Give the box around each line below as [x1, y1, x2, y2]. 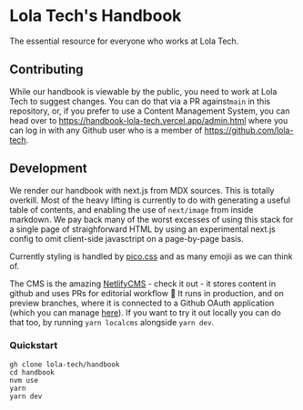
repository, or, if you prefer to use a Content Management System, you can [9, 105, 290, 116]
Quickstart [9, 339, 58, 352]
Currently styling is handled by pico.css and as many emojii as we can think [9, 251, 293, 262]
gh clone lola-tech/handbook [9, 360, 120, 369]
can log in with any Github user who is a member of [9, 125, 203, 135]
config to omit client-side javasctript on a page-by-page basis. [9, 233, 244, 244]
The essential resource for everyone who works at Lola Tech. [9, 35, 239, 46]
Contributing [9, 62, 84, 77]
